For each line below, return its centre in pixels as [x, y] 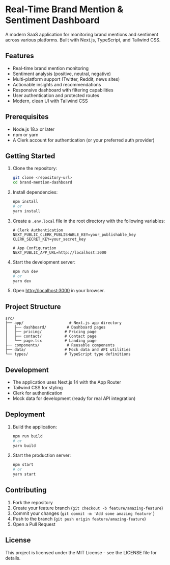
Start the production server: [42, 455]
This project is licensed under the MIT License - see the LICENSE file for [81, 552]
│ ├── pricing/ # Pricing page [51, 332]
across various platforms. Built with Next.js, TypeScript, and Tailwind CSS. [83, 40]
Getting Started [30, 156]
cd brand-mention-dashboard [42, 182]
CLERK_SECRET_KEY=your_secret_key [49, 239]
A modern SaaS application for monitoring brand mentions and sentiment [82, 34]
